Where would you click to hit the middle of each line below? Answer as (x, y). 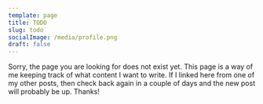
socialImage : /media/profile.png (63, 37)
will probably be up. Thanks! (54, 91)
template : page (33, 15)
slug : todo (26, 30)
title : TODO (27, 23)
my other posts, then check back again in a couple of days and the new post (132, 84)
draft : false (29, 45)
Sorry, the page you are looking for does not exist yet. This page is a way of (131, 66)
